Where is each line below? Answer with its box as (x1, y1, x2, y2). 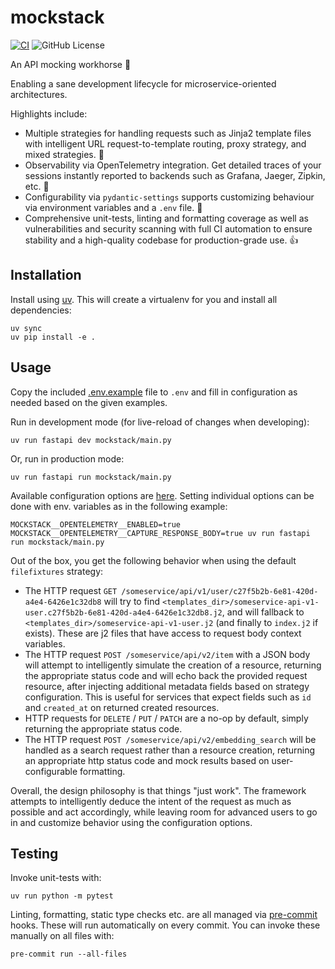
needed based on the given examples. (10, 396, 168, 408)
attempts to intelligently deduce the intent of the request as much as (10, 795, 292, 807)
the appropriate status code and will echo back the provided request (24, 669, 308, 681)
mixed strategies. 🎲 (24, 148, 105, 160)
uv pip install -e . (10, 332, 97, 342)
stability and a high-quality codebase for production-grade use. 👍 (24, 234, 299, 246)
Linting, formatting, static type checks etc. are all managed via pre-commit (10, 909, 318, 921)
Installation (10, 267, 82, 284)
